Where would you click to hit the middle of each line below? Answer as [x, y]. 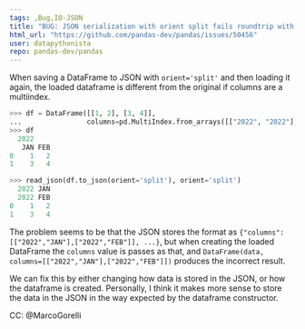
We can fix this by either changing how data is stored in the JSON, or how [148, 278]
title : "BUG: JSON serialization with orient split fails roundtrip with [152, 26]
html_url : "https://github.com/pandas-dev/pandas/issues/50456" [133, 35]
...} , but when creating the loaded [209, 241]
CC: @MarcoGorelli [45, 315]
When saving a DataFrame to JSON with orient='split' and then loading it [150, 77]
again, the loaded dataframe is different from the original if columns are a [146, 87]
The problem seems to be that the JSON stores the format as [123, 232]
